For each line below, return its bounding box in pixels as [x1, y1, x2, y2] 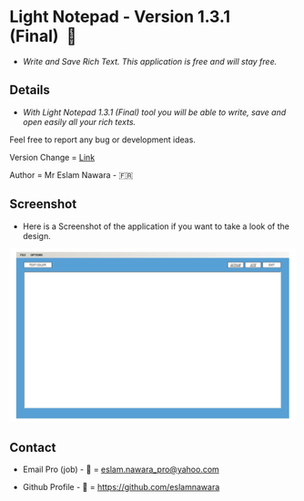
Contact [9, 440, 56, 455]
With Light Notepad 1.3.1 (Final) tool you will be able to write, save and [22, 107, 287, 118]
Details [9, 82, 50, 98]
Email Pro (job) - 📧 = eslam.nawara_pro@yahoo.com [22, 464, 220, 475]
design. [22, 230, 52, 241]
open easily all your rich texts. [22, 116, 137, 127]
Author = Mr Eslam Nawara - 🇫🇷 [9, 169, 134, 180]
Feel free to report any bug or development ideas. [9, 134, 196, 145]
